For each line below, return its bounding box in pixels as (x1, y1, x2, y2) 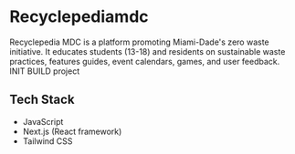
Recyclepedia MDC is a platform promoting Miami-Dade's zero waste (9, 36, 269, 47)
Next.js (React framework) (22, 126, 122, 137)
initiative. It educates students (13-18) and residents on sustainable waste (9, 46, 286, 56)
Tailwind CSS (22, 135, 73, 147)
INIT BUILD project (9, 66, 80, 77)
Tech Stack (9, 92, 75, 108)
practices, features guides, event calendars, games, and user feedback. (9, 56, 280, 67)
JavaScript (22, 116, 64, 127)
